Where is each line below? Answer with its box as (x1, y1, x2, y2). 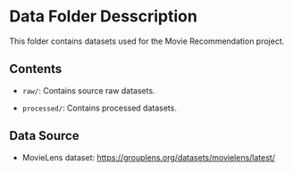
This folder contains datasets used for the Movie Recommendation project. (9, 36, 285, 46)
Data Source (9, 128, 80, 143)
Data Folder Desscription (9, 6, 198, 27)
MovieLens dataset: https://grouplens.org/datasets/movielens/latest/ (21, 152, 275, 162)
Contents (9, 61, 63, 77)
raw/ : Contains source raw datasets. (21, 85, 155, 95)
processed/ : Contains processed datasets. (21, 102, 177, 113)
